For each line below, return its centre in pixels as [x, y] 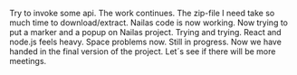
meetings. [28, 61]
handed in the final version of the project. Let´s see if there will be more [143, 52]
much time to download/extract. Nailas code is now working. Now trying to [148, 23]
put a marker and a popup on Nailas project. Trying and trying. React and [146, 32]
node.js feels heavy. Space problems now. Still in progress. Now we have [146, 42]
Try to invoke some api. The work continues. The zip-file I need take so [142, 13]
